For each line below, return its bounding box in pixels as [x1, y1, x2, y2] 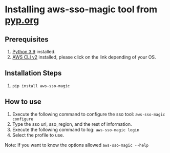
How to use [5, 98, 41, 106]
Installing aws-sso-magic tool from [5, 4, 157, 15]
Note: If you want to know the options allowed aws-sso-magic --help [5, 142, 149, 148]
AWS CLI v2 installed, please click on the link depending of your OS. [12, 54, 157, 60]
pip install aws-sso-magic [12, 83, 70, 88]
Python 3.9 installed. [12, 49, 56, 54]
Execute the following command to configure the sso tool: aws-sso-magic [12, 111, 165, 117]
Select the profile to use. [12, 132, 65, 138]
